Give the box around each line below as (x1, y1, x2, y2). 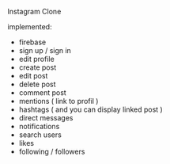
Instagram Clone (7, 7, 62, 16)
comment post (18, 88, 66, 97)
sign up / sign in (18, 46, 72, 55)
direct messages (18, 113, 74, 122)
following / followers (18, 147, 85, 156)
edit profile (18, 55, 55, 63)
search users (18, 130, 62, 139)
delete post (18, 79, 56, 89)
